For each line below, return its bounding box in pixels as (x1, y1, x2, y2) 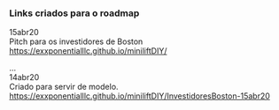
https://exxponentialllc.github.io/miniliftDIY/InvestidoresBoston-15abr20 (9, 91, 270, 101)
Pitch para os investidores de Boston (9, 36, 143, 47)
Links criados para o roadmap (9, 7, 140, 19)
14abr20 (9, 72, 40, 83)
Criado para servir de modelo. (9, 82, 119, 92)
